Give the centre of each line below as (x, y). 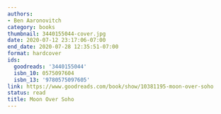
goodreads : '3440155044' (50, 67)
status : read (27, 93)
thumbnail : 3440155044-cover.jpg (57, 34)
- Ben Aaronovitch (34, 21)
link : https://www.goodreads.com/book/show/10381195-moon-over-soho (110, 86)
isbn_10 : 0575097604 (44, 73)
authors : (20, 14)
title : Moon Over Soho (41, 100)
